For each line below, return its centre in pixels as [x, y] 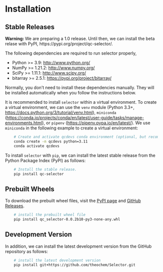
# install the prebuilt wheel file [50, 215]
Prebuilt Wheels [30, 189]
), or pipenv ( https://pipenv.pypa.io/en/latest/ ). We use [96, 123]
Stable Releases [30, 27]
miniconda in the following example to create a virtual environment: [72, 128]
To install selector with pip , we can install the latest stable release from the [80, 155]
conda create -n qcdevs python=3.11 [51, 141]
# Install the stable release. [45, 169]
